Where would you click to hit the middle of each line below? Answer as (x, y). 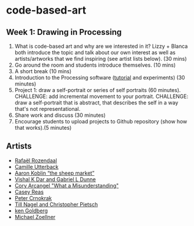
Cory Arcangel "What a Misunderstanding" (67, 185)
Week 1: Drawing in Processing (64, 32)
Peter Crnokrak (33, 198)
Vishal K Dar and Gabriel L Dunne (55, 179)
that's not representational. (47, 109)
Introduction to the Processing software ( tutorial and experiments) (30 (100, 78)
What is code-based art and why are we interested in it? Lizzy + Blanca (101, 46)
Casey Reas (29, 192)
